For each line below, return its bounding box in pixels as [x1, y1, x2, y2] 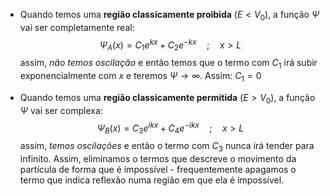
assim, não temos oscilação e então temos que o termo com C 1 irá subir [19, 57, 318, 71]
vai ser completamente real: [19, 21, 135, 33]
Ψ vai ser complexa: [19, 104, 103, 116]
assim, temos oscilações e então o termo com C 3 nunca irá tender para [19, 140, 315, 154]
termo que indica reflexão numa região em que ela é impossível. [19, 174, 285, 186]
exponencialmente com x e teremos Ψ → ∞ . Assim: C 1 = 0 [19, 70, 262, 84]
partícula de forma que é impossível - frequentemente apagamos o [19, 163, 297, 175]
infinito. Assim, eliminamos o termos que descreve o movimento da [19, 152, 297, 164]
